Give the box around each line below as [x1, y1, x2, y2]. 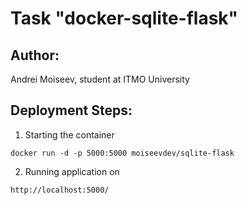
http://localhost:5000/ [10, 185, 110, 195]
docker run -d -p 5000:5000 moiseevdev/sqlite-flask [10, 148, 235, 158]
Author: [10, 47, 60, 64]
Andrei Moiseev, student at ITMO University [10, 73, 190, 85]
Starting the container [24, 128, 115, 141]
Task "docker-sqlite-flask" [10, 7, 239, 30]
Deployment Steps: [10, 102, 133, 119]
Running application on [24, 165, 120, 177]
